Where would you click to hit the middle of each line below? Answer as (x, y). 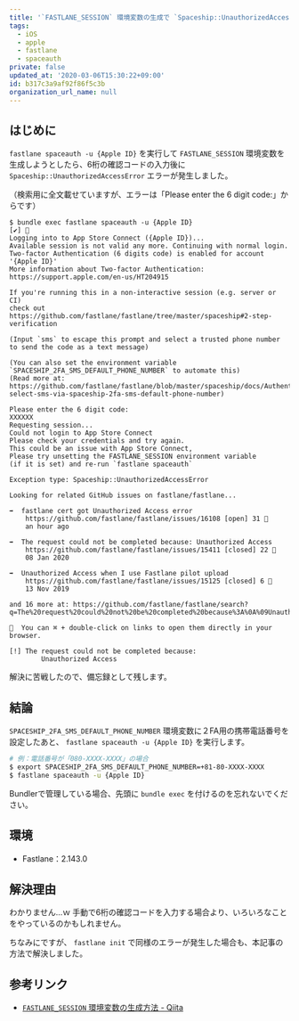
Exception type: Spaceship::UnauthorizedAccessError (109, 480)
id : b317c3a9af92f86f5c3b (57, 84)
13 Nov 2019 (47, 589)
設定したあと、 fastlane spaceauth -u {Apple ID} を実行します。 (129, 742)
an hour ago (47, 527)
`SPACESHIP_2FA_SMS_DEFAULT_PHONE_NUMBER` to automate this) (125, 371)
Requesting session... (51, 425)
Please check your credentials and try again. (97, 441)
